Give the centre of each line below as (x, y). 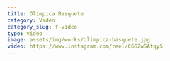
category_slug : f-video (42, 27)
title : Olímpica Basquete (45, 14)
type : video (25, 33)
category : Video (31, 20)
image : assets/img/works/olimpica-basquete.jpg (79, 40)
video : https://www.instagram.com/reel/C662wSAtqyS (85, 46)
